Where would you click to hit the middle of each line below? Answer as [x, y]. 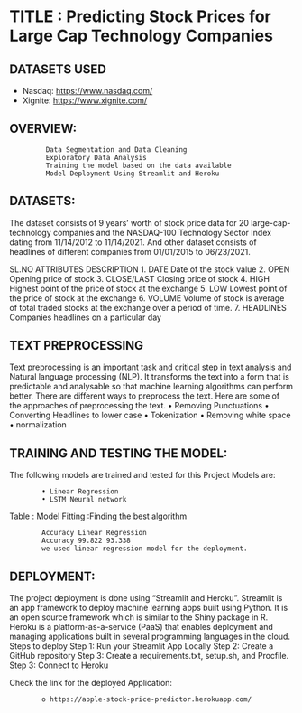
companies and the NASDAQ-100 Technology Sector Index [162, 232]
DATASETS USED [58, 69]
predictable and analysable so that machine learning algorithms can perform [151, 387]
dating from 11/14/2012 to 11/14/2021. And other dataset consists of [133, 242]
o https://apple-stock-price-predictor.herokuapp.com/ [147, 699]
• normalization [38, 425]
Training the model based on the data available [138, 165]
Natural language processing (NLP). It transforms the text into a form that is [150, 377]
